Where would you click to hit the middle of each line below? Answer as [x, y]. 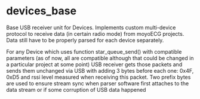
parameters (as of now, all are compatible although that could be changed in [100, 58]
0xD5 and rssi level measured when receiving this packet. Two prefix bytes [99, 77]
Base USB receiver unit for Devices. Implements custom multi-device [91, 27]
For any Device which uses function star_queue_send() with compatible [94, 51]
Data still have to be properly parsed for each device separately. [85, 40]
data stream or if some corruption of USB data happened [76, 89]
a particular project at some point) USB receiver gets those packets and [94, 64]
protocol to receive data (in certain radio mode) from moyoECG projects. [95, 33]
